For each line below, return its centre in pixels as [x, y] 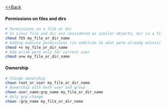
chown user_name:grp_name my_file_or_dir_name [54, 92]
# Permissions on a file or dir [39, 29]
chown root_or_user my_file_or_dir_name [48, 83]
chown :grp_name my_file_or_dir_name [44, 101]
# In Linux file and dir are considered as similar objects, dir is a [80, 34]
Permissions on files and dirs [36, 18]
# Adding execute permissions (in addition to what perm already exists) [83, 43]
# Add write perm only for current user [48, 52]
